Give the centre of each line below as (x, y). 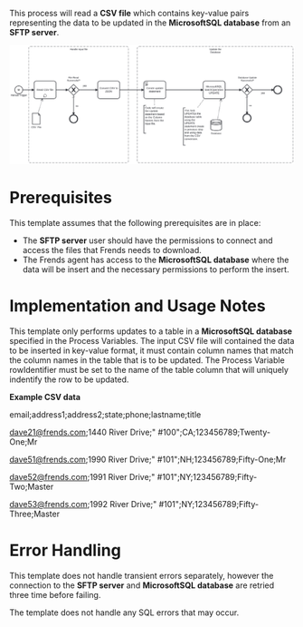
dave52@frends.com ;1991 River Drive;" (82, 477)
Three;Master (35, 514)
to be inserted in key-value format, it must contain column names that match (151, 351)
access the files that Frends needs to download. (112, 250)
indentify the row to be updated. (69, 379)
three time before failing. (55, 594)
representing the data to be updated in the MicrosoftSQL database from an (150, 23)
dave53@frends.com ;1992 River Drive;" (83, 505)
